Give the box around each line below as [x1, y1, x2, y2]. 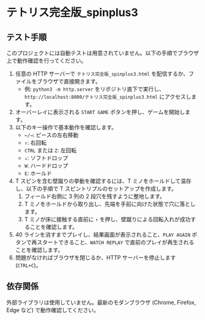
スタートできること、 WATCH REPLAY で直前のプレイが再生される [36, 238, 195, 246]
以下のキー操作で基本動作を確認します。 [15, 124, 117, 131]
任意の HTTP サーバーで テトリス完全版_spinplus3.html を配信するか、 [15, 70, 189, 77]
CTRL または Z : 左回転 [24, 147, 77, 154]
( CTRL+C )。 [15, 262, 42, 269]
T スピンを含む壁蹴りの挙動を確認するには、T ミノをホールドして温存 [15, 177, 192, 185]
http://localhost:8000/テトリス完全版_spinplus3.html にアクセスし [24, 93, 192, 100]
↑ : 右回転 [24, 139, 47, 146]
